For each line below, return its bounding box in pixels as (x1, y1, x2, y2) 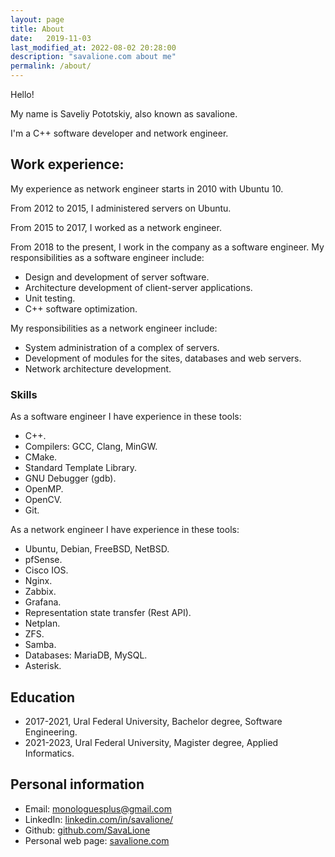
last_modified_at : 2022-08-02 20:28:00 (10, 42, 177, 53)
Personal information (10, 776, 145, 793)
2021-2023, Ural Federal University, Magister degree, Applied (24, 736, 279, 748)
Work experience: (10, 156, 125, 173)
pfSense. (24, 554, 63, 566)
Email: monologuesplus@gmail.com (24, 802, 172, 815)
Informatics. (24, 747, 75, 759)
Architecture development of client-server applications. (24, 281, 253, 293)
